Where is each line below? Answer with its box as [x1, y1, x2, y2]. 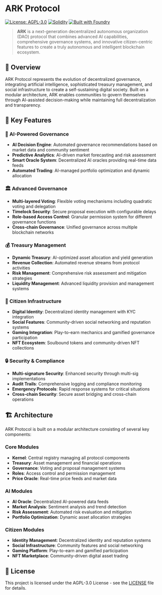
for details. [5, 585, 27, 591]
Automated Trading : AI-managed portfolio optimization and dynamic [12, 167, 150, 173]
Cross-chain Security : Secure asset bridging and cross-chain [12, 391, 137, 397]
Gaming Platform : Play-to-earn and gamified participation [12, 548, 129, 554]
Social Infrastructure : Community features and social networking [12, 542, 144, 548]
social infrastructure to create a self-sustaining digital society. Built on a [5, 86, 149, 93]
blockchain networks [12, 229, 54, 235]
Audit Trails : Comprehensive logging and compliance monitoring [12, 381, 142, 387]
